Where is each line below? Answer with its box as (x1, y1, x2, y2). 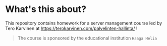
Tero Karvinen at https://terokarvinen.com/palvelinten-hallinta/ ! (5, 25, 138, 31)
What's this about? (5, 3, 87, 15)
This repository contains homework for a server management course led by (5, 20, 162, 26)
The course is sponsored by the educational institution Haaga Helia (17, 35, 157, 41)
